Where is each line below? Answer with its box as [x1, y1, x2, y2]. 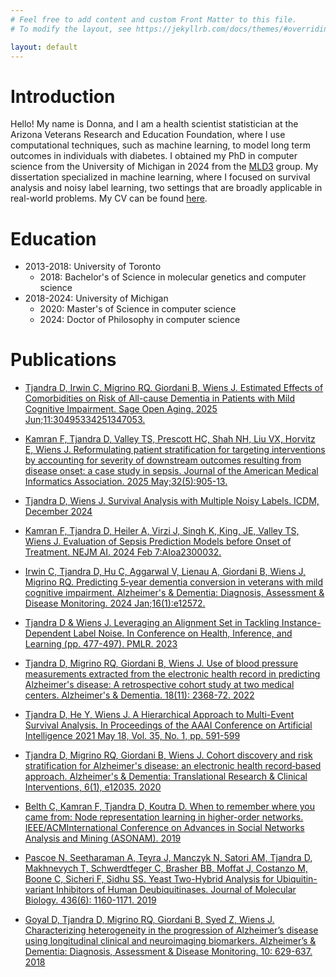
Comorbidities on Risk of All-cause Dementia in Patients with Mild [24, 392, 296, 405]
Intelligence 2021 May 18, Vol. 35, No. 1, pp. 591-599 [24, 730, 241, 742]
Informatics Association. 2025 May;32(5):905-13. [24, 476, 228, 488]
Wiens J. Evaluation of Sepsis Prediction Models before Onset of [24, 536, 292, 548]
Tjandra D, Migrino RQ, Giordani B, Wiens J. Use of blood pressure [24, 657, 299, 670]
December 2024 [24, 506, 93, 518]
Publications [10, 349, 117, 371]
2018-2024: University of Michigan [24, 292, 169, 305]
